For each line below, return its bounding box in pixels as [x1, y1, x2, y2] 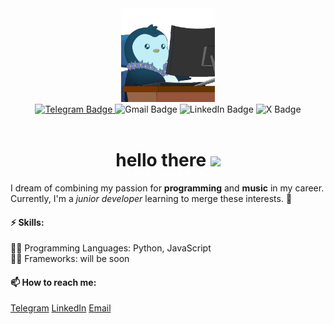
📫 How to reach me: [10, 276, 97, 288]
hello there [115, 149, 207, 172]
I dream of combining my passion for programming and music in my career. [10, 182, 325, 194]
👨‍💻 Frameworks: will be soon [10, 253, 130, 265]
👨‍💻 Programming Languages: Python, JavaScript [10, 242, 212, 254]
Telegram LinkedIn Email [10, 302, 112, 314]
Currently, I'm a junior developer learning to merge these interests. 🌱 [10, 192, 293, 204]
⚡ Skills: [10, 216, 45, 228]
